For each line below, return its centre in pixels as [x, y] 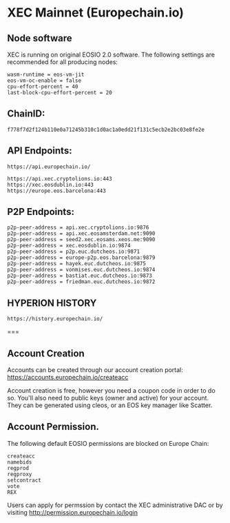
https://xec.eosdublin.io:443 [51, 185]
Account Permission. [53, 427]
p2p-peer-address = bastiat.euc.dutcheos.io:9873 [80, 276]
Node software [40, 38]
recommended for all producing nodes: [63, 62]
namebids [20, 462]
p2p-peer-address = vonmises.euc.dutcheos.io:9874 [81, 270]
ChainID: [26, 114]
